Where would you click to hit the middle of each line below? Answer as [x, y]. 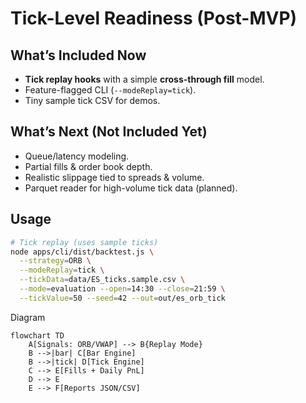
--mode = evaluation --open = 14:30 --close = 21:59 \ [122, 289]
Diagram [28, 317]
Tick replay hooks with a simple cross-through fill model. [144, 79]
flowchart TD [37, 335]
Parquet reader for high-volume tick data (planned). [131, 188]
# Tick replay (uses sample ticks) [84, 242]
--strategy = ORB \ [55, 261]
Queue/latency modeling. [77, 156]
